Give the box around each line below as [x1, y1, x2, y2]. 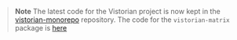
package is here [14, 24, 67, 32]
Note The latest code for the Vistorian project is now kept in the [14, 7, 221, 16]
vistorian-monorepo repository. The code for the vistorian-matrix [14, 15, 230, 24]
